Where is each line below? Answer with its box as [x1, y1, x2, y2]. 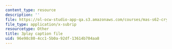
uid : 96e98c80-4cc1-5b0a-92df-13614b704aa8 [5, 36, 100, 41]
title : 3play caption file [5, 31, 63, 36]
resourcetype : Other [5, 27, 50, 32]
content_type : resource [5, 7, 56, 13]
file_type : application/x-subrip [5, 21, 77, 27]
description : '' [5, 12, 40, 17]
